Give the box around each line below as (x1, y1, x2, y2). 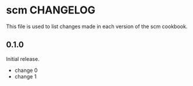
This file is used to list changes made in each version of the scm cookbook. (6, 23, 188, 30)
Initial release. (6, 55, 40, 62)
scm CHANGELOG (6, 4, 95, 17)
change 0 (14, 67, 38, 74)
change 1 (14, 73, 37, 80)
